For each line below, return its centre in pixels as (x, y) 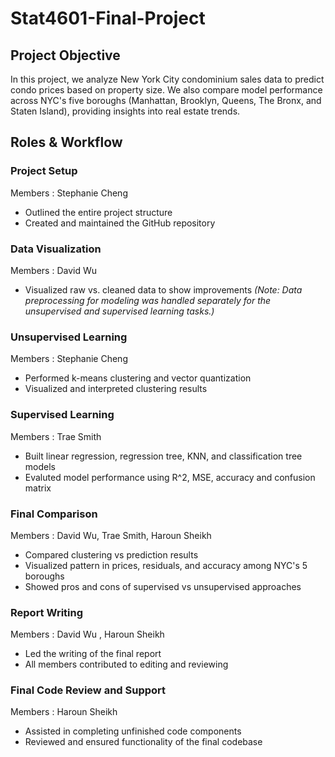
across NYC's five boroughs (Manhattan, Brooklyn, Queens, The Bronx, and (166, 100)
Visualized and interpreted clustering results (116, 389)
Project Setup (44, 171)
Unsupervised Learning (69, 337)
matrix (38, 488)
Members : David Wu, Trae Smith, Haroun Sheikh (111, 535)
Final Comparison (54, 514)
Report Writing (47, 612)
